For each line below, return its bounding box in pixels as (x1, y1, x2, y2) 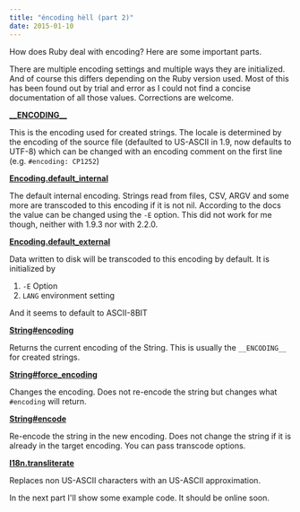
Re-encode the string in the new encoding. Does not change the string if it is (9, 430, 292, 441)
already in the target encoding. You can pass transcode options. (9, 440, 246, 451)
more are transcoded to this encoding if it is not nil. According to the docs (9, 199, 282, 211)
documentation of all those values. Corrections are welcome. (9, 91, 235, 103)
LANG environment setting (21, 290, 115, 300)
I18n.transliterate (9, 457, 74, 468)
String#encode (9, 413, 67, 424)
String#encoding (9, 325, 74, 335)
